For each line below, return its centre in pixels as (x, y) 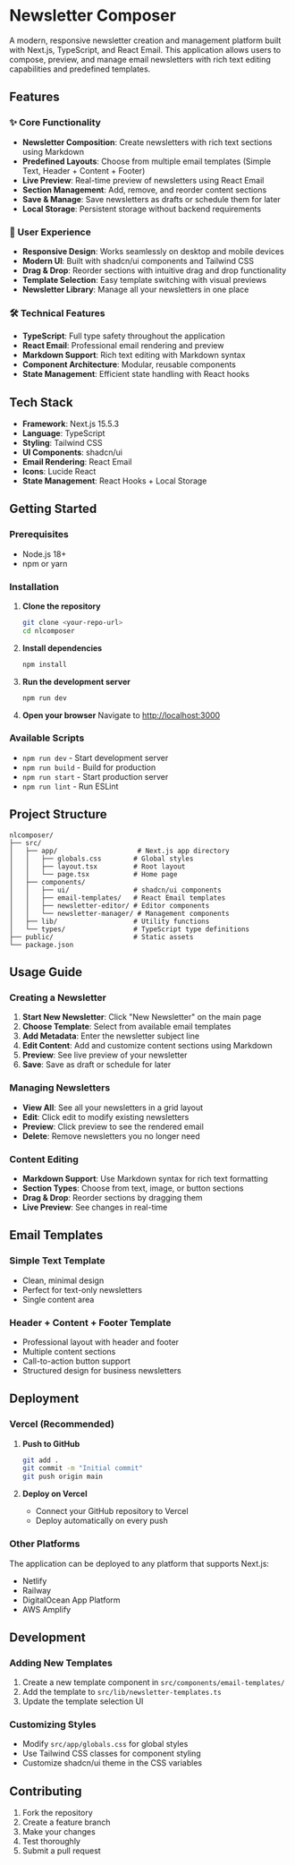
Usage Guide (46, 972)
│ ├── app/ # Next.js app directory (119, 851)
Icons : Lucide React (59, 472)
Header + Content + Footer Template (90, 1322)
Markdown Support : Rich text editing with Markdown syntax (134, 355)
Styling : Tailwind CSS (62, 443)
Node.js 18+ (44, 554)
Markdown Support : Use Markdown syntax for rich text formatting (145, 1178)
